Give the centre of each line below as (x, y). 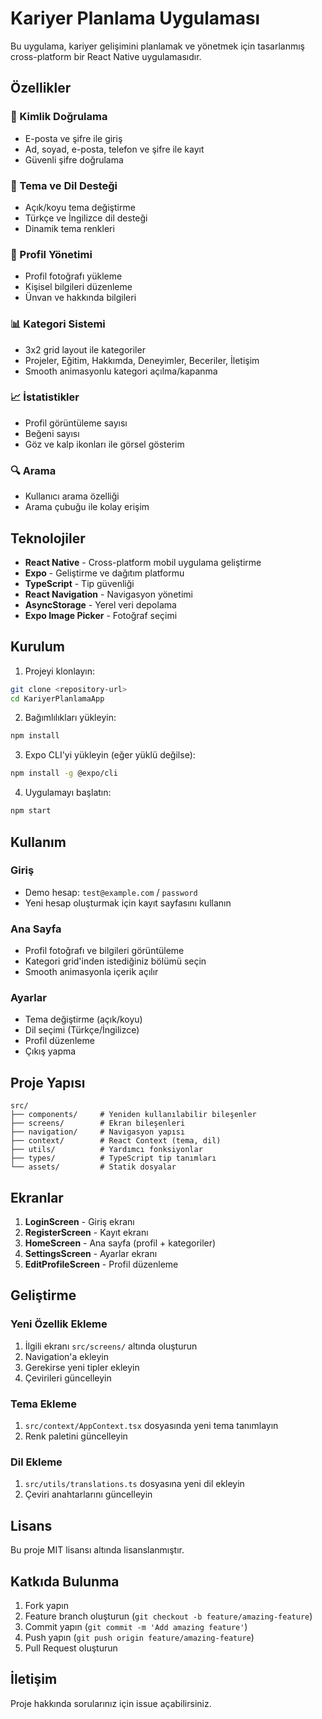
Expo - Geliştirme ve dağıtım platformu (104, 573)
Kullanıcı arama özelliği (72, 496)
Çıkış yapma (50, 1051)
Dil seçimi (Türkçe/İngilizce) (82, 1030)
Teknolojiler (48, 538)
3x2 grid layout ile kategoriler (85, 349)
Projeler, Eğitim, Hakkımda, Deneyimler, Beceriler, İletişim (142, 360)
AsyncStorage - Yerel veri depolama (100, 604)
